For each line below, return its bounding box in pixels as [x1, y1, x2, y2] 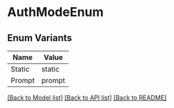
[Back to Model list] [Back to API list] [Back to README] [7, 93, 167, 102]
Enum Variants [7, 32, 72, 44]
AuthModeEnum [7, 4, 104, 20]
